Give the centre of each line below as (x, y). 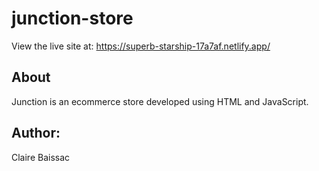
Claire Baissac (41, 157)
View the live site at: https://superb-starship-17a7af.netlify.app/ (141, 46)
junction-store (72, 18)
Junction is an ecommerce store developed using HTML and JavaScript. (160, 101)
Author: (36, 133)
